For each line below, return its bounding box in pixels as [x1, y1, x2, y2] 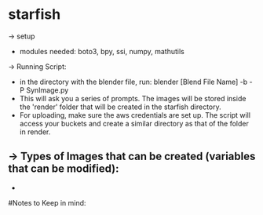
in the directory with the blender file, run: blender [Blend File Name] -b [19, 77, 248, 86]
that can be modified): [8, 162, 119, 176]
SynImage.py [26, 85, 69, 95]
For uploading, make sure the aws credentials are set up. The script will [19, 110, 251, 119]
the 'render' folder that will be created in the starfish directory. [19, 102, 221, 111]
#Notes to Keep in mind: [8, 198, 86, 207]
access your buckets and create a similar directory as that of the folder [19, 118, 249, 128]
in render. [19, 127, 51, 137]
